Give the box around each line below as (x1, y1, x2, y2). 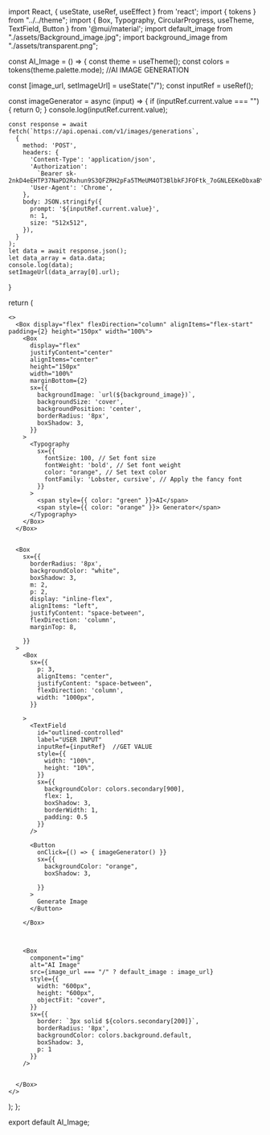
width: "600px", (37, 982, 92, 990)
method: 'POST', (22, 142, 78, 150)
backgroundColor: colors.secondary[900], (43, 785, 185, 793)
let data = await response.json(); (8, 247, 128, 255)
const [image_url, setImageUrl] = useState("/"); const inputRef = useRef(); (8, 80, 254, 90)
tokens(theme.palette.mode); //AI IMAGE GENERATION (8, 65, 190, 75)
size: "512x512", (29, 219, 88, 227)
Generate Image (37, 898, 88, 906)
